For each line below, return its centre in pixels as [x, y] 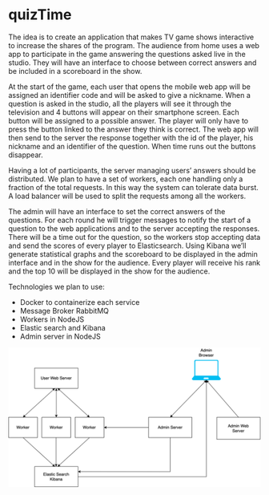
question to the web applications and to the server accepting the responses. [134, 228]
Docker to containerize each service [80, 302]
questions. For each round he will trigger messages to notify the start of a [130, 220]
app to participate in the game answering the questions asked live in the [127, 54]
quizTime [40, 15]
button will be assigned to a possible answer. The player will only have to [128, 120]
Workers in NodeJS [52, 319]
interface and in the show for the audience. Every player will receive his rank [134, 262]
